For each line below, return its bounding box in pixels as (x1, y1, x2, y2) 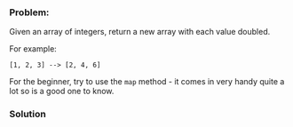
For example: (9, 44, 58, 54)
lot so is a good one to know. (9, 86, 115, 97)
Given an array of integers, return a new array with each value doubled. (9, 27, 271, 37)
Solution (9, 108, 47, 121)
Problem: (9, 6, 50, 19)
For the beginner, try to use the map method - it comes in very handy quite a (9, 76, 285, 87)
